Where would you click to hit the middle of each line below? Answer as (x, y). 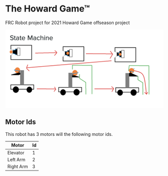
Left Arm (16, 159)
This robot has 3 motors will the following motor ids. (59, 134)
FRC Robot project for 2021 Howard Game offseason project (67, 23)
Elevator (16, 152)
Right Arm (18, 166)
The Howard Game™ (48, 9)
